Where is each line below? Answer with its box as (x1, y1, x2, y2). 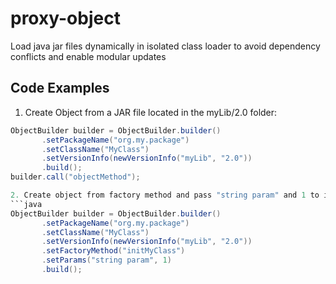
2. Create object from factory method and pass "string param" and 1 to (10, 190, 320, 200)
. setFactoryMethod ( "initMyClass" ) (41, 246, 186, 256)
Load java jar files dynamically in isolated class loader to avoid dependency (10, 40, 321, 52)
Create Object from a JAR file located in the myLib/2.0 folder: (24, 106, 278, 118)
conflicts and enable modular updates (10, 50, 167, 62)
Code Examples (10, 80, 110, 97)
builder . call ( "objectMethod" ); (10, 172, 141, 182)
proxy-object (10, 7, 121, 30)
